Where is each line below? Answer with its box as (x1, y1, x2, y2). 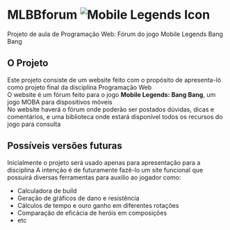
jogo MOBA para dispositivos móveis (7, 98, 113, 106)
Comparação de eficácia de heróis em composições (17, 209, 167, 217)
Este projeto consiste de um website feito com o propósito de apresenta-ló (7, 76, 221, 84)
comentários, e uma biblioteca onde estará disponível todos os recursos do (7, 112, 224, 121)
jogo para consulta (7, 120, 61, 128)
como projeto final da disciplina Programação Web (7, 83, 152, 91)
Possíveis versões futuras (7, 140, 123, 152)
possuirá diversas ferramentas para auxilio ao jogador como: (7, 173, 181, 182)
